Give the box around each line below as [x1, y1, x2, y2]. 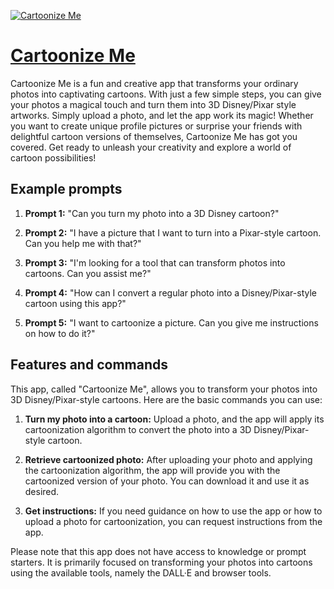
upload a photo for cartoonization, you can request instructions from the [24, 515, 323, 527]
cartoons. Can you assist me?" [24, 267, 152, 279]
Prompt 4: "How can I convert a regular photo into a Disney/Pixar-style [24, 286, 318, 299]
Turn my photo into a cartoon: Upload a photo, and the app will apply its [24, 413, 325, 425]
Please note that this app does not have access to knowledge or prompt [10, 545, 307, 557]
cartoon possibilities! [10, 151, 97, 164]
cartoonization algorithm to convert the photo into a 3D [24, 423, 252, 435]
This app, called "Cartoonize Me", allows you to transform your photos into [10, 383, 318, 395]
